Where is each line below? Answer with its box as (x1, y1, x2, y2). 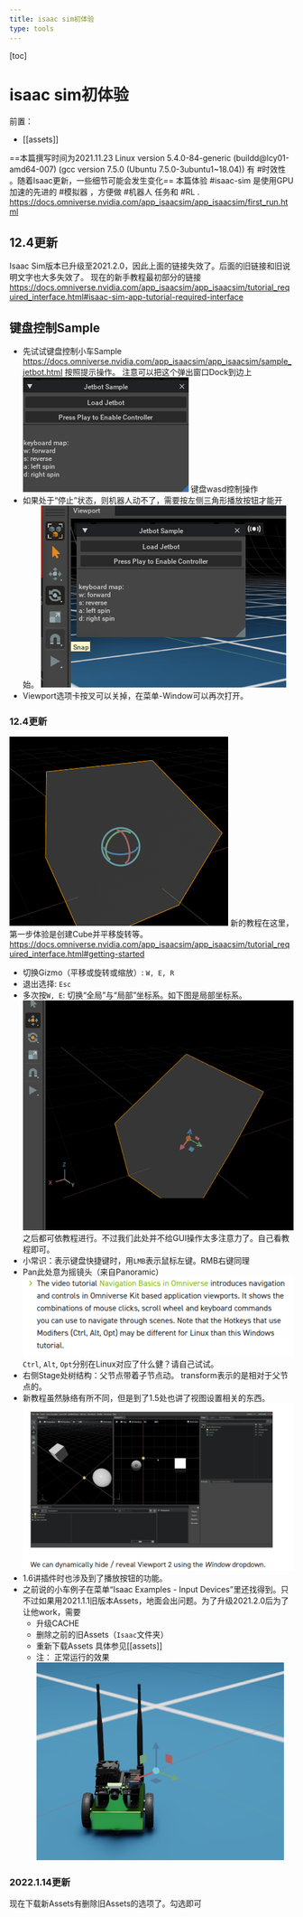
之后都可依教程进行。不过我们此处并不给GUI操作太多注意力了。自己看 (22, 1232, 282, 1243)
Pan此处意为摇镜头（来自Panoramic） (22, 1266, 164, 1277)
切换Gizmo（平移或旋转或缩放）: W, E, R (22, 967, 175, 978)
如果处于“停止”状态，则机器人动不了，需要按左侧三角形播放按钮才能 (22, 495, 275, 506)
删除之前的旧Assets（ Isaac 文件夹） (35, 1630, 169, 1640)
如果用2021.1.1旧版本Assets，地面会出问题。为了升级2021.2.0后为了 (38, 1595, 289, 1606)
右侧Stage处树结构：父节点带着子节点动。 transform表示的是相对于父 (22, 1370, 281, 1381)
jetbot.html (22, 367, 63, 378)
